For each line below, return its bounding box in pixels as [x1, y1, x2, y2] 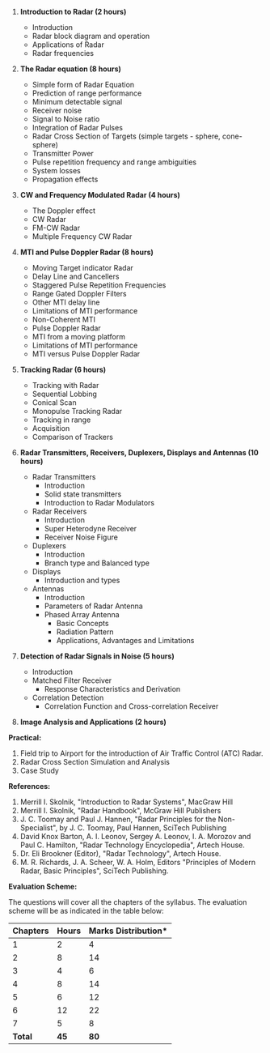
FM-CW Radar [32, 223, 81, 232]
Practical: [8, 733, 42, 742]
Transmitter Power [32, 149, 95, 158]
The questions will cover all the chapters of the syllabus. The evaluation [8, 897, 247, 906]
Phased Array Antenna [44, 610, 120, 619]
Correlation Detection [32, 693, 104, 702]
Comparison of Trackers [32, 433, 113, 441]
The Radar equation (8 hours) [19, 64, 121, 74]
